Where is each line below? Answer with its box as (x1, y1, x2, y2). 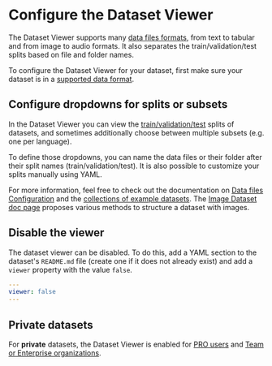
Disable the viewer (8, 226, 105, 240)
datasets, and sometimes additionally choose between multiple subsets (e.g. (8, 127, 265, 137)
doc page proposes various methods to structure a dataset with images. (8, 202, 250, 212)
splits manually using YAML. (8, 169, 103, 179)
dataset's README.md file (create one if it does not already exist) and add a (8, 256, 253, 265)
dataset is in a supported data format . (8, 74, 135, 84)
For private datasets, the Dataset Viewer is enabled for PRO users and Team (8, 339, 264, 349)
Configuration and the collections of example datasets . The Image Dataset (8, 193, 257, 204)
